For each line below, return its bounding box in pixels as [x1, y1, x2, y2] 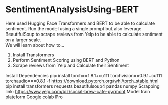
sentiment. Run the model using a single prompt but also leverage [5, 25, 142, 31]
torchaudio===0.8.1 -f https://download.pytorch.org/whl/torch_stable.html [5, 78, 159, 84]
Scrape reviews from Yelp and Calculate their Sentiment [12, 62, 129, 68]
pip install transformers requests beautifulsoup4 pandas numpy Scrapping [5, 83, 160, 89]
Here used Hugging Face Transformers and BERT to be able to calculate [5, 20, 155, 26]
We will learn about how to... [5, 42, 65, 48]
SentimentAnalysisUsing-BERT [5, 4, 139, 15]
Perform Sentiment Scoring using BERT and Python [12, 57, 120, 63]
